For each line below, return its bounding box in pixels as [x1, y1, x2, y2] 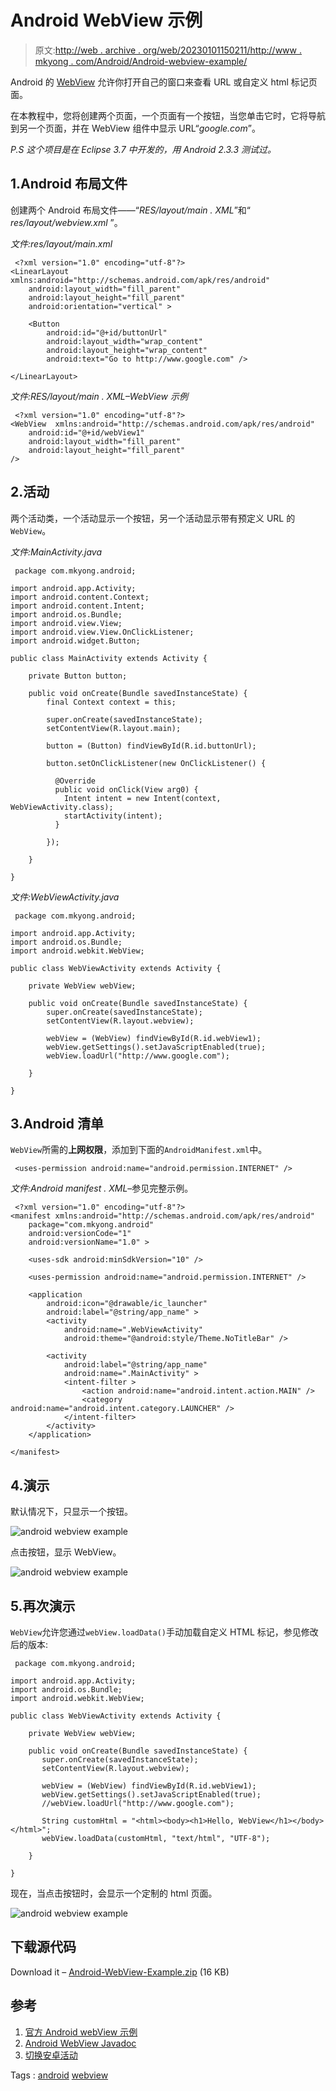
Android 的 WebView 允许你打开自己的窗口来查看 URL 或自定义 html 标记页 [10, 76, 318, 88]
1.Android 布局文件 [10, 176, 128, 193]
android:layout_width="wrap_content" [46, 336, 203, 346]
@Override [54, 776, 97, 786]
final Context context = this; [46, 697, 177, 707]
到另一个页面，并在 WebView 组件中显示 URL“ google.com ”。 [10, 122, 261, 134]
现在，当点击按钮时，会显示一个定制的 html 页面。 [10, 1887, 218, 1899]
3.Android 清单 [10, 1115, 104, 1132]
